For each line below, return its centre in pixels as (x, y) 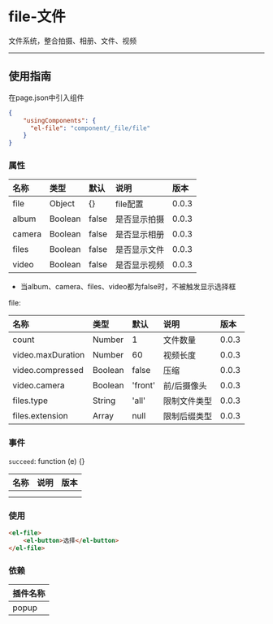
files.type (30, 401)
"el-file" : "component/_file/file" (90, 128)
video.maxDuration (49, 355)
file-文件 (37, 17)
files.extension (40, 416)
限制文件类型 (188, 401)
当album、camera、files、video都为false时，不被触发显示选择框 (128, 287)
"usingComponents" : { (59, 120)
